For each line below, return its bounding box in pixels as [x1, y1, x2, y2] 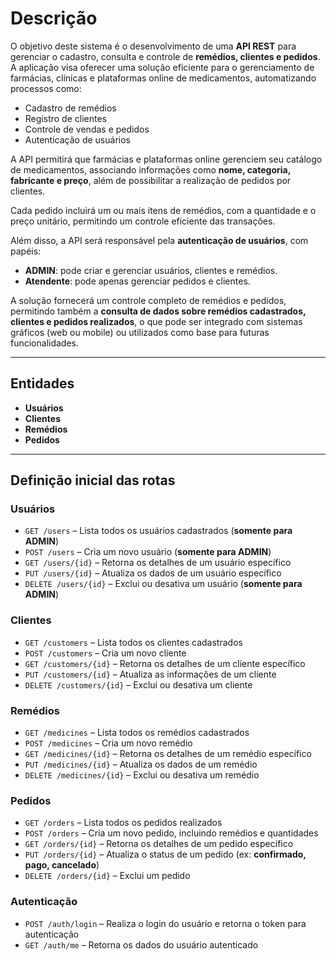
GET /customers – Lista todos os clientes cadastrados [24, 636, 243, 648]
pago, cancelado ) [24, 859, 100, 871]
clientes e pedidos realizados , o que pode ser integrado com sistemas [10, 315, 303, 327]
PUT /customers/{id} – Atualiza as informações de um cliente [24, 668, 277, 680]
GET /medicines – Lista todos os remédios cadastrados [24, 727, 250, 739]
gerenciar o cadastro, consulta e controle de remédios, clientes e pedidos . [10, 50, 321, 62]
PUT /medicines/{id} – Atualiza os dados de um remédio [24, 758, 258, 771]
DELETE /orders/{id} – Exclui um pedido [24, 870, 191, 882]
